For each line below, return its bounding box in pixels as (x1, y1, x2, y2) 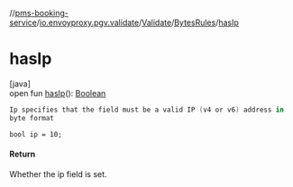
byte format (9, 113, 54, 122)
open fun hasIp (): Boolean (9, 87, 106, 98)
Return (9, 148, 36, 160)
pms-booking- (14, 8, 69, 18)
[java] (9, 78, 32, 89)
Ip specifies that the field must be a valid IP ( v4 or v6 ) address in (9, 105, 284, 114)
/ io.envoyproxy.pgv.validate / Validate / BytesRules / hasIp (36, 17, 239, 28)
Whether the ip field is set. (9, 168, 107, 179)
